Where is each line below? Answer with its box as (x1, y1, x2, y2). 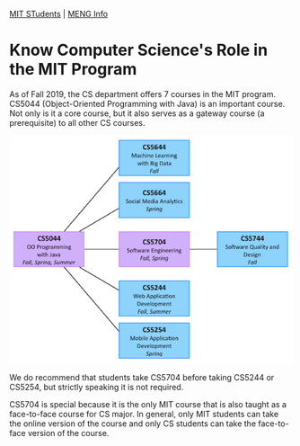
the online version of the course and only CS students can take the (9, 418, 257, 429)
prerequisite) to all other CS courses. (9, 117, 146, 128)
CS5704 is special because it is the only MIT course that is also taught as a (9, 398, 287, 409)
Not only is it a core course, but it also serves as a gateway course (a (9, 108, 265, 119)
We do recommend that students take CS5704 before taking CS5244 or (9, 371, 275, 382)
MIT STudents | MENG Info (9, 9, 109, 19)
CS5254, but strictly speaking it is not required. (9, 381, 184, 392)
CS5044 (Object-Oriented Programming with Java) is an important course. (9, 98, 286, 109)
